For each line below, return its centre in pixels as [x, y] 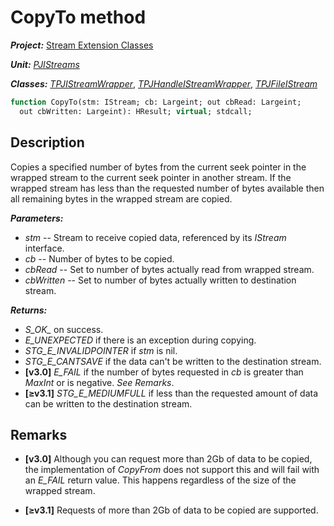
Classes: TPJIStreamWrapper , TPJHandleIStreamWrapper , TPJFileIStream [164, 83]
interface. [44, 248]
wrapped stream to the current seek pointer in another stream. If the [151, 177]
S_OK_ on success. [64, 329]
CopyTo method [78, 17]
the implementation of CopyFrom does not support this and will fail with [172, 470]
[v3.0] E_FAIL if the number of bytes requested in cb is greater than [164, 372]
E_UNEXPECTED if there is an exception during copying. [140, 340]
